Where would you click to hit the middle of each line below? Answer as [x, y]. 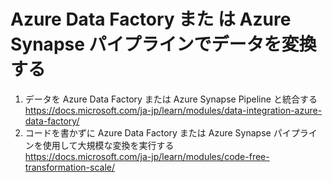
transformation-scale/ [70, 167]
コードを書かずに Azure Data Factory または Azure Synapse [148, 132]
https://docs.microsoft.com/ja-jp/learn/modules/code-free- [147, 156]
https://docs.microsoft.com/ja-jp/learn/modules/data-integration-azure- [173, 110]
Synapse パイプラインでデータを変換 [163, 44]
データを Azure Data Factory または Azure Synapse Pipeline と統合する [171, 99]
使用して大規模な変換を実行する [108, 145]
